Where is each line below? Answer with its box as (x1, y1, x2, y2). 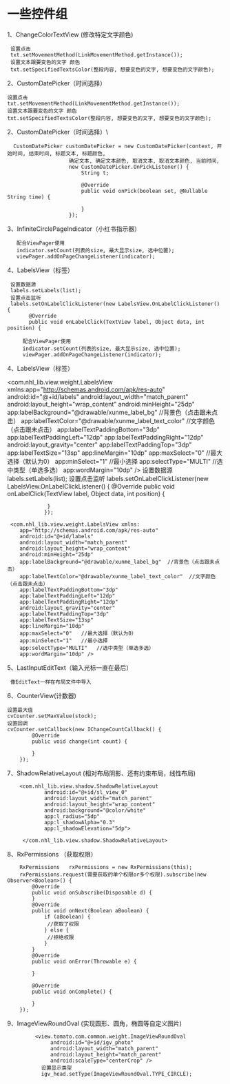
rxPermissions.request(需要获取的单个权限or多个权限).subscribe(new (19, 871, 207, 878)
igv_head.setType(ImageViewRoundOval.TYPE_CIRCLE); (41, 1070, 193, 1077)
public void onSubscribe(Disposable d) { (32, 889, 153, 896)
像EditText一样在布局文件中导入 (10, 678, 92, 686)
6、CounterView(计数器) (7, 691, 77, 699)
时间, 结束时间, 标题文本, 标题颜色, (12, 150, 106, 157)
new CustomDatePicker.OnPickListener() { (68, 163, 189, 170)
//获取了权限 (47, 921, 79, 928)
